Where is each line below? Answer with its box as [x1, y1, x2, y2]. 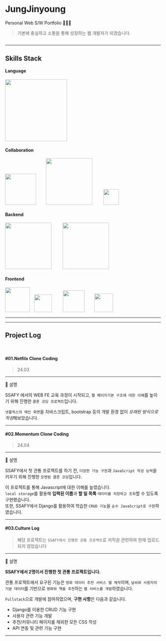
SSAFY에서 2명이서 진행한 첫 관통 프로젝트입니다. [5, 569, 101, 575]
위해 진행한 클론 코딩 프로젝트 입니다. [10, 398, 78, 404]
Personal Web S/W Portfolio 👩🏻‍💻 [5, 20, 72, 26]
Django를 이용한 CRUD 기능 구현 [12, 606, 76, 612]
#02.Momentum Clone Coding [5, 431, 69, 437]
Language [5, 68, 26, 74]
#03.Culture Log [5, 525, 40, 531]
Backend [5, 212, 24, 217]
